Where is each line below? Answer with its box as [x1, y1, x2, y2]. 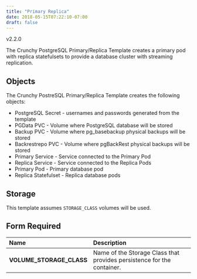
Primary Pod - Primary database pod [14, 165, 104, 173]
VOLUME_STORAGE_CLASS [9, 256, 88, 264]
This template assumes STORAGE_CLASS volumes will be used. [6, 205, 151, 211]
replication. [6, 59, 33, 66]
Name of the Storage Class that [93, 249, 180, 257]
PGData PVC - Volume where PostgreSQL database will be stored [14, 122, 173, 129]
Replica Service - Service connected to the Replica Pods [14, 159, 151, 166]
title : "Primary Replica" [6, 8, 69, 15]
